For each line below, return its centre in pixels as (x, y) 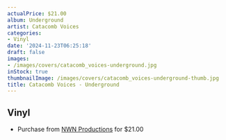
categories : (24, 33)
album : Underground (35, 20)
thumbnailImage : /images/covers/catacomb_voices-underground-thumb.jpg (113, 78)
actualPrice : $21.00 (37, 14)
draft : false (26, 53)
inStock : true (28, 71)
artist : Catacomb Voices (43, 26)
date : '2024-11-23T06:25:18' (49, 46)
